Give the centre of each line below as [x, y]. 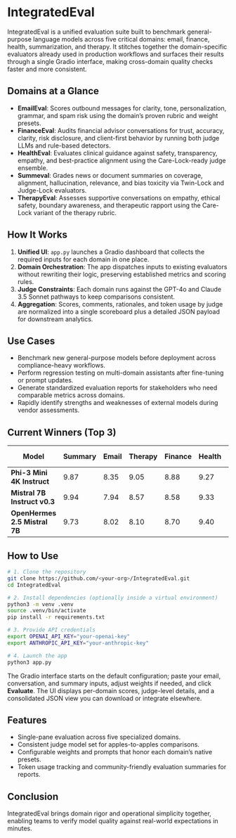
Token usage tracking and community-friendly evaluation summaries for [122, 767]
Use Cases [31, 341]
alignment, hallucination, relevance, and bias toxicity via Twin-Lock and [121, 183]
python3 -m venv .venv [40, 604]
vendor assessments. [48, 410]
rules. [26, 281]
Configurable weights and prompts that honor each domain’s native [115, 752]
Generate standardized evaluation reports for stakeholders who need [117, 388]
